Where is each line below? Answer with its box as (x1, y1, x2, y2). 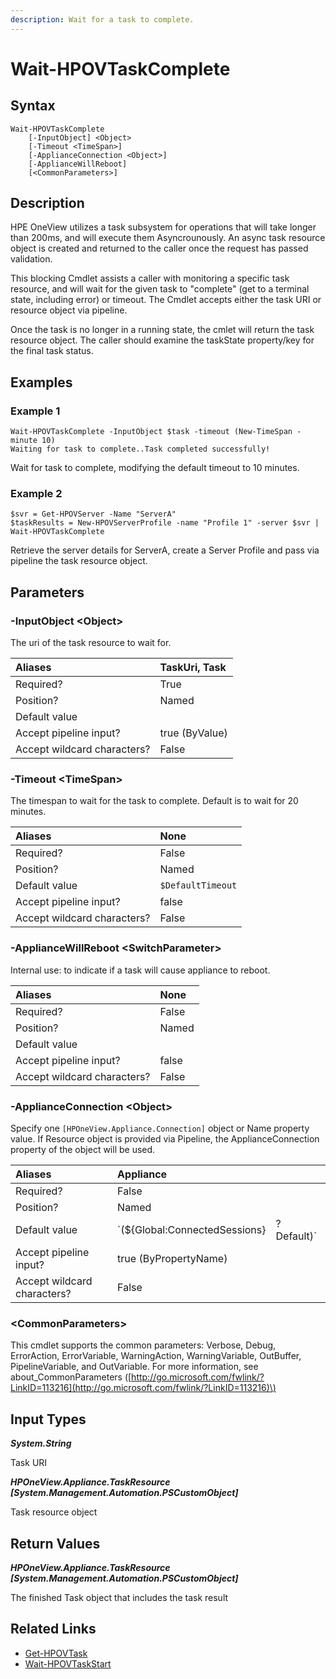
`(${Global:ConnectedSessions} (117, 1223, 267, 1236)
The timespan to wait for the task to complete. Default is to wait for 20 (10, 795, 299, 807)
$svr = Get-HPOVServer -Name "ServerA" (10, 509, 177, 520)
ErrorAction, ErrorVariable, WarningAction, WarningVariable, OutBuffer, (10, 1350, 302, 1362)
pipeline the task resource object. (10, 555, 148, 567)
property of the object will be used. (10, 1144, 156, 1155)
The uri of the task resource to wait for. (10, 637, 172, 649)
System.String (10, 1437, 72, 1450)
